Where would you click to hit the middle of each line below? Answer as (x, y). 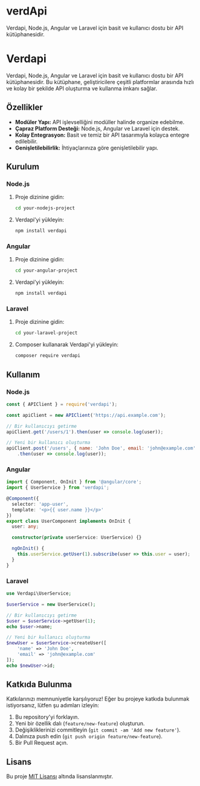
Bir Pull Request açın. (41, 743)
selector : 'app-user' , (40, 504)
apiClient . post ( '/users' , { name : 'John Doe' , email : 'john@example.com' (101, 448)
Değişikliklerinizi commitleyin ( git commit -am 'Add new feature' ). (98, 730)
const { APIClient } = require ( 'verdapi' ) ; (62, 404)
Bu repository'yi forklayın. (47, 717)
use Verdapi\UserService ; (39, 594)
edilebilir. (26, 141)
